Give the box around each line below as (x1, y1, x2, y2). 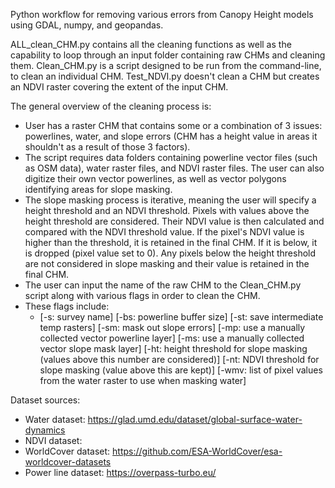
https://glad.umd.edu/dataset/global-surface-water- (87, 414, 303, 425)
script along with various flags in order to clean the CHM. (24, 290, 261, 301)
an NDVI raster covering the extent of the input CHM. (10, 81, 229, 93)
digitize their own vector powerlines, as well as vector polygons (24, 173, 287, 184)
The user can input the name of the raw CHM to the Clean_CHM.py (24, 279, 302, 291)
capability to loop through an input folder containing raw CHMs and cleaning (10, 49, 326, 61)
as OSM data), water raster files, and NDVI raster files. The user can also (24, 162, 325, 174)
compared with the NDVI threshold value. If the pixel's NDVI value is (24, 226, 305, 238)
